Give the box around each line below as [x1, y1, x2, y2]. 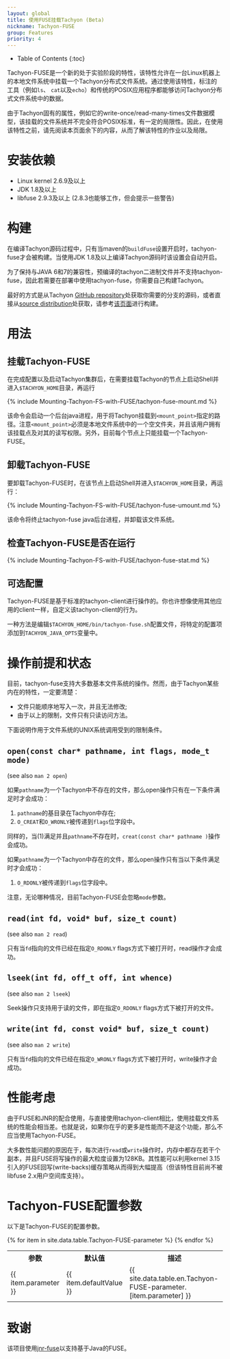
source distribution [19, 299, 73, 308]
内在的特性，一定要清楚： [7, 688, 79, 696]
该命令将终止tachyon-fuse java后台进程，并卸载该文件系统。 [7, 515, 178, 523]
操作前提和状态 [7, 655, 92, 671]
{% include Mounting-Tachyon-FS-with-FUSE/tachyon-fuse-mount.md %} [7, 398, 218, 405]
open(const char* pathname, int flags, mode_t [7, 746, 210, 756]
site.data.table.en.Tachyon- [129, 1273, 219, 1283]
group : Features [7, 29, 53, 36]
